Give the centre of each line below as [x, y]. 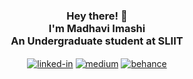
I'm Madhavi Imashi [97, 28]
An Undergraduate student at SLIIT [97, 41]
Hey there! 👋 [97, 16]
